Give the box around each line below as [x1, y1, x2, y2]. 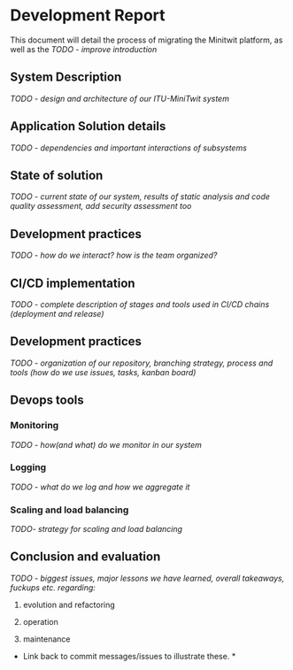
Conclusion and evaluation [10, 550, 161, 565]
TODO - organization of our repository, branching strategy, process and [10, 358, 274, 368]
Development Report [10, 5, 166, 26]
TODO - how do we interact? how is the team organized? [10, 250, 218, 261]
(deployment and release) [10, 309, 104, 319]
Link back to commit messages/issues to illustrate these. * [22, 651, 236, 661]
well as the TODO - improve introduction [10, 43, 158, 54]
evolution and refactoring [22, 599, 116, 610]
